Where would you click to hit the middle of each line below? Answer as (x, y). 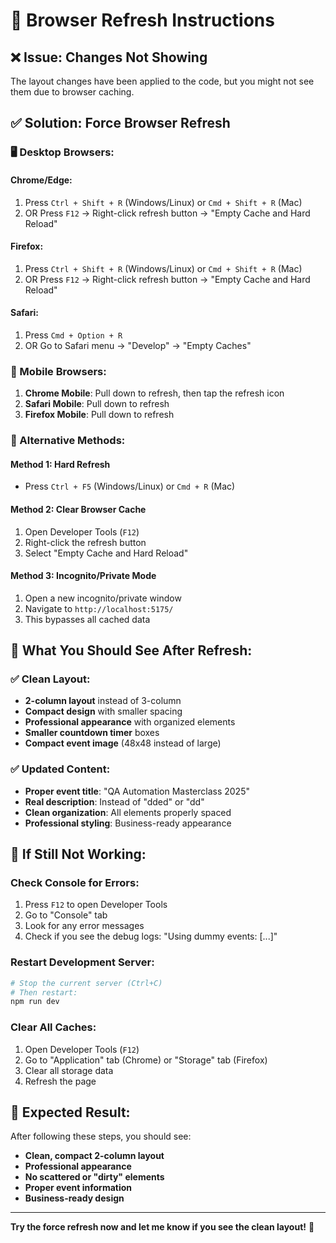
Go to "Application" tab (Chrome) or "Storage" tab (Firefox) (146, 1060)
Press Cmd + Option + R (73, 335)
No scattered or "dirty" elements (94, 1177)
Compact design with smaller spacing (103, 711)
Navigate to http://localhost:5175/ (99, 608)
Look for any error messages (84, 926)
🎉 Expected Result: (70, 1112)
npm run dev (35, 1002)
